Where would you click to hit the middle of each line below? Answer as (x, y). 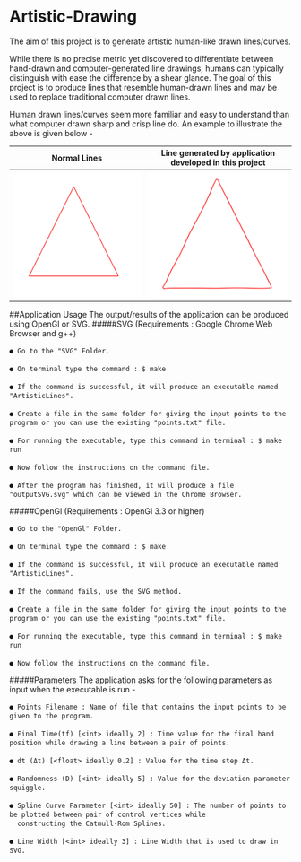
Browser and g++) (43, 334)
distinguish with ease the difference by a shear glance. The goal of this (140, 77)
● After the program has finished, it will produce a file (122, 486)
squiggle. (28, 788)
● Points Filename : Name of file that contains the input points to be (148, 707)
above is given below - (52, 133)
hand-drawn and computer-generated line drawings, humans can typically (146, 68)
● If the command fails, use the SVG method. (95, 592)
